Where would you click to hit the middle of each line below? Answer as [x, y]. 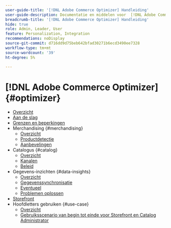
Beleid [27, 166]
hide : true [17, 24]
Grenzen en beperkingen [39, 123]
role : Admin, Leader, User [34, 29]
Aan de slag [25, 117]
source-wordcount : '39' [31, 53]
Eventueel [31, 188]
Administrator [35, 220]
